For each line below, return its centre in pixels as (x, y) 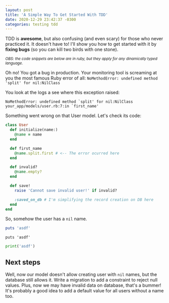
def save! (20, 186)
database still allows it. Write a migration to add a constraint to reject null (81, 280)
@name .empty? (28, 172)
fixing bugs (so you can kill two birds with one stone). (62, 49)
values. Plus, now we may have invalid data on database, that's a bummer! (83, 285)
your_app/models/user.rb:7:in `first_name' (52, 106)
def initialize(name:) (34, 130)
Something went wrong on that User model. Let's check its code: (73, 116)
